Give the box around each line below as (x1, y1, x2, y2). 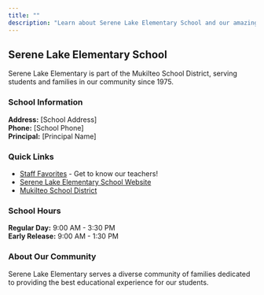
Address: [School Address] (8, 115, 97, 124)
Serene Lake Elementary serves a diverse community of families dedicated (8, 269, 251, 278)
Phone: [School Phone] (8, 123, 84, 132)
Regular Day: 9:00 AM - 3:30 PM (8, 223, 115, 233)
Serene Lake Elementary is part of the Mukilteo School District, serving (8, 68, 238, 79)
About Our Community (8, 251, 97, 262)
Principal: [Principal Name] (8, 131, 97, 141)
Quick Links (8, 151, 54, 162)
